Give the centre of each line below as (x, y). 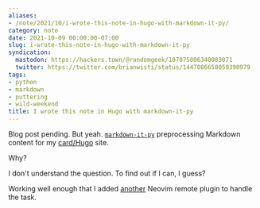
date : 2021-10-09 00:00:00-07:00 (64, 38)
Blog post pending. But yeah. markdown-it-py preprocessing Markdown (124, 134)
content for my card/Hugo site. (58, 143)
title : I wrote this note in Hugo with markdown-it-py (101, 112)
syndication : (30, 52)
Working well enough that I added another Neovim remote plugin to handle (130, 189)
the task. (23, 197)
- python (23, 82)
